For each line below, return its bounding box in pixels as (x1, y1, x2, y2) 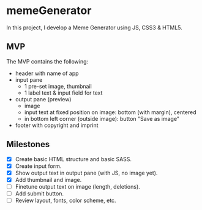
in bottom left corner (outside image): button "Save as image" (24, 115, 179, 122)
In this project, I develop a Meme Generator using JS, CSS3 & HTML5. (6, 24, 182, 31)
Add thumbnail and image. (15, 176, 82, 183)
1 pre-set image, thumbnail (24, 82, 92, 90)
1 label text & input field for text (24, 89, 103, 96)
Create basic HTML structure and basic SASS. (15, 155, 132, 162)
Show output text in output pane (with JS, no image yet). (15, 169, 158, 176)
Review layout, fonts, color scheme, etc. (15, 197, 116, 204)
